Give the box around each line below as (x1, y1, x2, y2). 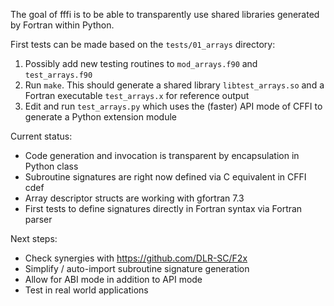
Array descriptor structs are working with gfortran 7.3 (24, 192, 245, 204)
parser (24, 214, 53, 225)
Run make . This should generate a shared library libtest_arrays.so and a (24, 79, 325, 91)
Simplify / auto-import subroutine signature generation (24, 263, 250, 274)
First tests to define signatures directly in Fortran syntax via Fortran (24, 203, 303, 214)
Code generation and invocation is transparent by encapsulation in (24, 150, 300, 161)
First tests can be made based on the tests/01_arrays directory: (10, 39, 276, 50)
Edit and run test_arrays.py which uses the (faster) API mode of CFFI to (24, 100, 323, 112)
